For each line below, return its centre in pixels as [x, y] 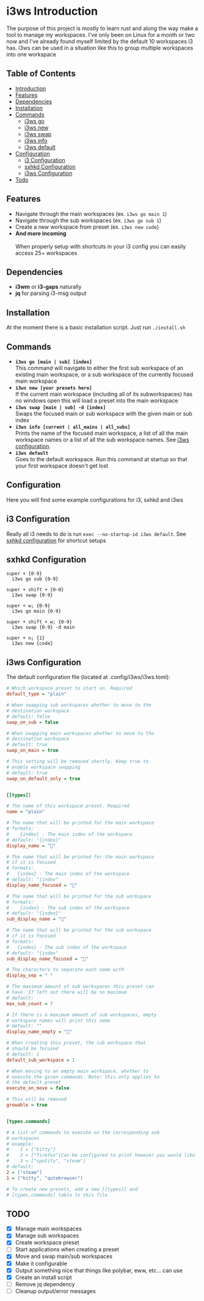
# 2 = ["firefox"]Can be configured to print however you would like [101, 1155]
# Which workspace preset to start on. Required [69, 688]
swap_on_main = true [33, 750]
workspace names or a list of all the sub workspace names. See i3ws [102, 439]
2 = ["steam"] [24, 1172]
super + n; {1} [26, 638]
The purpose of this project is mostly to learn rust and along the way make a [102, 28]
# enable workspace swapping [43, 767]
